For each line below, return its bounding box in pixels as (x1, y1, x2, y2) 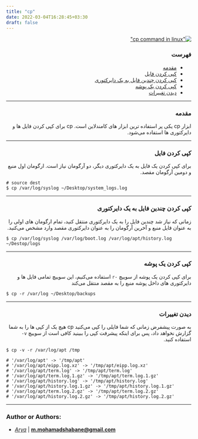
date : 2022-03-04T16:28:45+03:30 (6, 14, 88, 20)
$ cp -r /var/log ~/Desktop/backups (6, 291, 96, 296)
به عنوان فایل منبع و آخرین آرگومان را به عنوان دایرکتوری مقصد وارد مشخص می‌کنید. (7, 224, 192, 231)
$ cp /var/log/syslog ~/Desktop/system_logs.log (6, 185, 127, 192)
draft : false (6, 19, 38, 25)
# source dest (6, 180, 41, 186)
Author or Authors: (6, 413, 62, 421)
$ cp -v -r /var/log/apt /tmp (6, 347, 80, 354)
